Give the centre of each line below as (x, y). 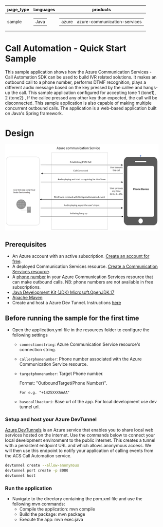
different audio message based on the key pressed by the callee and (74, 88)
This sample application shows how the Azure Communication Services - (78, 72)
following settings (30, 335)
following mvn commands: (38, 504)
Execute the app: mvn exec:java (51, 520)
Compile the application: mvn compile (57, 509)
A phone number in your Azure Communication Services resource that (82, 277)
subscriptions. (26, 287)
